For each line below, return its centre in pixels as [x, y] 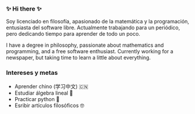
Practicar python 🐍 [37, 99]
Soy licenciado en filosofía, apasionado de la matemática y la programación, [98, 22]
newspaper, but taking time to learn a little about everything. [79, 58]
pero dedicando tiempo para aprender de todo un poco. [73, 34]
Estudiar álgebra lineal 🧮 [43, 93]
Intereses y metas [32, 73]
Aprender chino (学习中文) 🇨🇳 [51, 86]
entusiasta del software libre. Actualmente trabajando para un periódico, [93, 27]
